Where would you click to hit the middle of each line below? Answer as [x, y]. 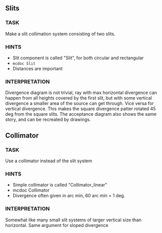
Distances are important [38, 68]
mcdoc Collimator [31, 190]
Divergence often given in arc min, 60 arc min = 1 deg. [69, 196]
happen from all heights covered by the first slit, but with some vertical [79, 98]
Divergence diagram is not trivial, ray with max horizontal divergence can [81, 92]
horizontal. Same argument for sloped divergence [57, 225]
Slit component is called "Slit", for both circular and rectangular [78, 58]
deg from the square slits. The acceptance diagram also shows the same [81, 114]
